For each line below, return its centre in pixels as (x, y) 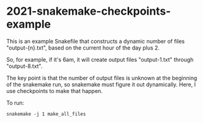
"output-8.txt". (24, 66)
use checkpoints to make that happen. (54, 91)
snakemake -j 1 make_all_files (46, 114)
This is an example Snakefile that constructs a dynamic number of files (96, 41)
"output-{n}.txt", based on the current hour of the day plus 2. (83, 48)
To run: (15, 103)
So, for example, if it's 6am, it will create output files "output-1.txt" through (100, 59)
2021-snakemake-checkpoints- (89, 11)
